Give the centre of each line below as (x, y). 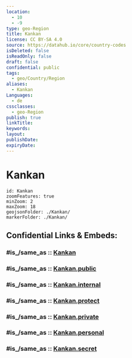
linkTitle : (20, 123)
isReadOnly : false (29, 56)
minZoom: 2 (20, 201)
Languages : (20, 95)
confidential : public (33, 67)
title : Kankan (24, 34)
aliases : (17, 84)
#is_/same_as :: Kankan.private (53, 317)
